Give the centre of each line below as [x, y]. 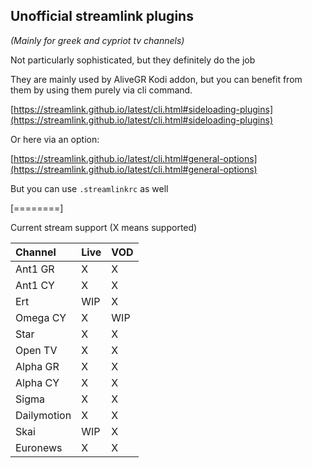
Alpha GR [37, 366]
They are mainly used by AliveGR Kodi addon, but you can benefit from [156, 79]
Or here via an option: [55, 139]
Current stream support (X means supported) [104, 227]
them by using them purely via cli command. [101, 90]
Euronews [39, 447]
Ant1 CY [35, 285]
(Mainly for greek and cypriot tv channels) [97, 40]
